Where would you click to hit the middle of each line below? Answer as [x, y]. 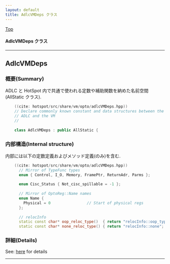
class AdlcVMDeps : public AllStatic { [56, 130]
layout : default [22, 10]
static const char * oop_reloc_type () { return [70, 222]
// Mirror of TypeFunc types [49, 170]
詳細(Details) [21, 240]
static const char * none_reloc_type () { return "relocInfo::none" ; [91, 227]
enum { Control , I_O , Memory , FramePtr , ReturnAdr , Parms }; [84, 175]
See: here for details [26, 252]
